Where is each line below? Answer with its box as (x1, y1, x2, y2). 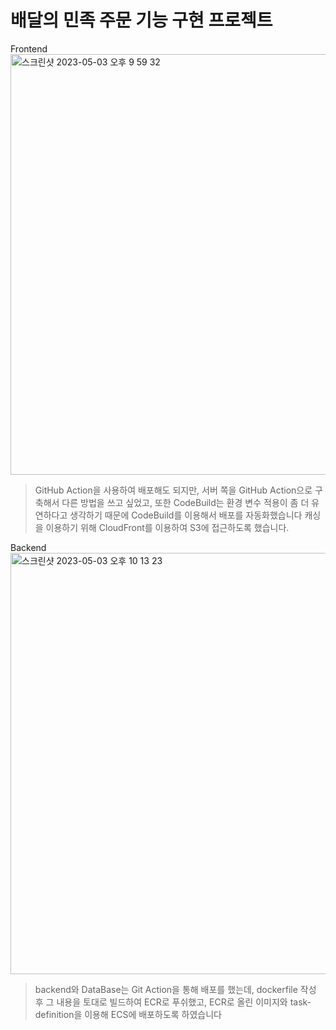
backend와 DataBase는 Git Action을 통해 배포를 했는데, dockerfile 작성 (34, 983, 317, 995)
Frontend (10, 42, 48, 55)
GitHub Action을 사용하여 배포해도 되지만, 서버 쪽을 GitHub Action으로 (34, 484, 313, 496)
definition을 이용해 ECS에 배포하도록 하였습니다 (34, 1008, 222, 1020)
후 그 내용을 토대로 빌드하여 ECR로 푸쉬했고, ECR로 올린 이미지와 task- (34, 996, 312, 1008)
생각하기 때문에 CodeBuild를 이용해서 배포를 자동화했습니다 (69, 509, 303, 521)
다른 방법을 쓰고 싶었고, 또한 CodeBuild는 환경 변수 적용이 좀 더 (61, 496, 310, 508)
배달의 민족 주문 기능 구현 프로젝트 (10, 9, 273, 32)
